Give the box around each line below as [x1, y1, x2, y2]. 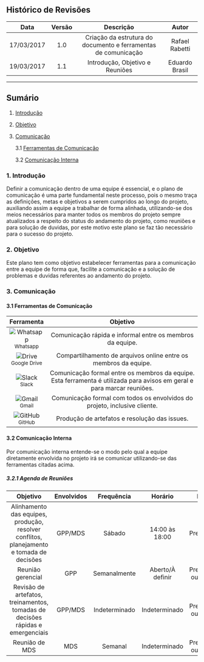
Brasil [172, 66, 188, 74]
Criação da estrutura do [84, 33, 153, 41]
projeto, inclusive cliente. [87, 401, 158, 410]
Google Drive [11, 360, 42, 367]
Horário [151, 492, 174, 500]
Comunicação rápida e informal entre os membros [50, 331, 194, 340]
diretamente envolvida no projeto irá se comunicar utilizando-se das [6, 454, 177, 462]
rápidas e [15, 621, 42, 629]
